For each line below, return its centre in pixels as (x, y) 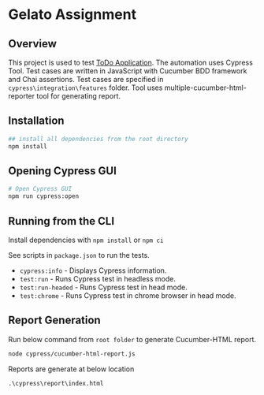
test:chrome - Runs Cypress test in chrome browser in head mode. (128, 295)
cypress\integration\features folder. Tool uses (86, 88)
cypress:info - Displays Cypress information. (93, 270)
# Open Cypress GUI (40, 189)
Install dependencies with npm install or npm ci (86, 240)
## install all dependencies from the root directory (99, 139)
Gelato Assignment (72, 15)
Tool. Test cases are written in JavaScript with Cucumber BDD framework (128, 71)
